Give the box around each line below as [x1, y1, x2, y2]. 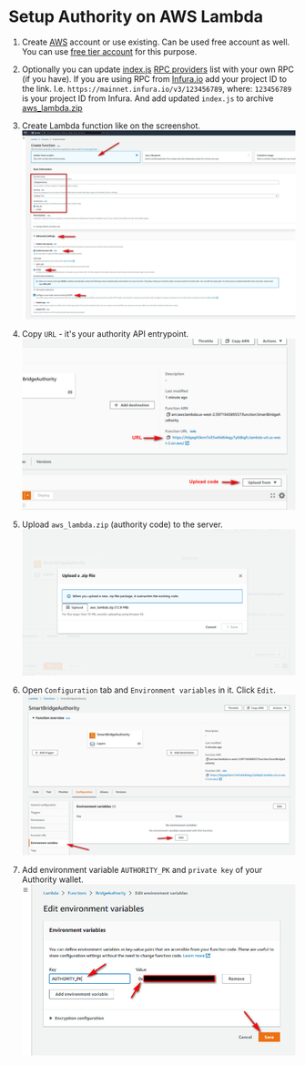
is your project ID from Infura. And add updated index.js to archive [21, 93, 274, 104]
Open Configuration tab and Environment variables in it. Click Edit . [21, 685, 277, 695]
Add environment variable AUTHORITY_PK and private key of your [21, 864, 263, 875]
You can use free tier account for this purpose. [21, 46, 198, 56]
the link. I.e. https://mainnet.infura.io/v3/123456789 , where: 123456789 [21, 83, 292, 94]
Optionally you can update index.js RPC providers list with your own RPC [21, 64, 295, 75]
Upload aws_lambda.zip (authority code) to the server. [21, 519, 224, 530]
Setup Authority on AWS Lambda [8, 6, 263, 27]
